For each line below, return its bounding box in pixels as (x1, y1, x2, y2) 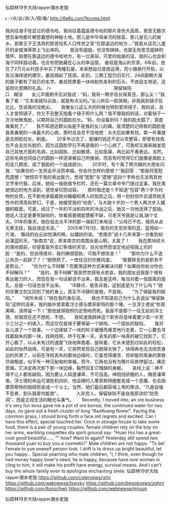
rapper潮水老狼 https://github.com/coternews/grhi (5, 474, 111, 480)
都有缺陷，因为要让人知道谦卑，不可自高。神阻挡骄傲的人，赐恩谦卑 (22, 371, 166, 377)
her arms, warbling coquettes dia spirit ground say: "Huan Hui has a (5, 430, 148, 435)
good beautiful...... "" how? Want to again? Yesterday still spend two (15, 435, 158, 441)
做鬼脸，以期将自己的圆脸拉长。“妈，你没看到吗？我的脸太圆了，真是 (18, 117, 164, 123)
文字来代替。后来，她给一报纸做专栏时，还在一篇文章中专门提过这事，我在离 (5, 180, 166, 186)
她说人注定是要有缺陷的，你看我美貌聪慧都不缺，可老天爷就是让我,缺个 (5, 212, 154, 218)
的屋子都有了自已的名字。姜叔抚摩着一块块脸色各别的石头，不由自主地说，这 (5, 78, 166, 84)
